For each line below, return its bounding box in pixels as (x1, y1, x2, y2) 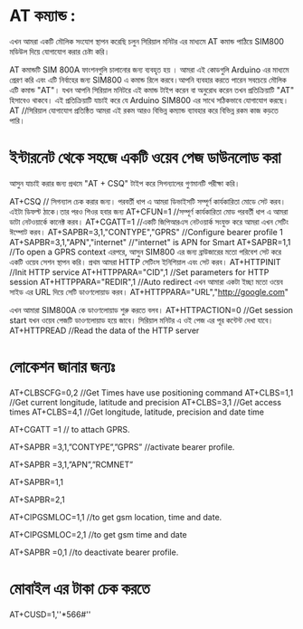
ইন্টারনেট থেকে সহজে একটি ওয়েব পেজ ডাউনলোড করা (9, 148, 281, 168)
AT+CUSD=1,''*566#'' (9, 608, 91, 620)
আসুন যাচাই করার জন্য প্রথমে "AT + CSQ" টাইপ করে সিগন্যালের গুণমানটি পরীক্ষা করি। (9, 177, 241, 188)
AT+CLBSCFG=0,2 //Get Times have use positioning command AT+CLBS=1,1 (9, 386, 294, 398)
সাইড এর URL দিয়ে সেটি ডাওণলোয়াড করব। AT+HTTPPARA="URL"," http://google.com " (9, 286, 289, 297)
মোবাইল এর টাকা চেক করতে (9, 578, 151, 598)
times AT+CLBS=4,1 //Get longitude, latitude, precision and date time (9, 406, 265, 417)
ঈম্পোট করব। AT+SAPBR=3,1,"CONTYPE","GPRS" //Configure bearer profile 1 (9, 226, 283, 237)
